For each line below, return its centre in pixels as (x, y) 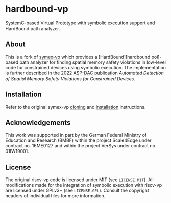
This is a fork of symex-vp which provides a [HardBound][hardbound (78, 57)
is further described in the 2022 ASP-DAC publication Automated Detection (85, 73)
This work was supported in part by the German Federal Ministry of (76, 135)
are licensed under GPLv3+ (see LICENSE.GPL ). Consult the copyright (77, 191)
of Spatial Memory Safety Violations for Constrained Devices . (70, 78)
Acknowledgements (38, 123)
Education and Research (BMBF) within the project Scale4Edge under (78, 140)
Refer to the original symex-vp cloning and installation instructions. (76, 107)
